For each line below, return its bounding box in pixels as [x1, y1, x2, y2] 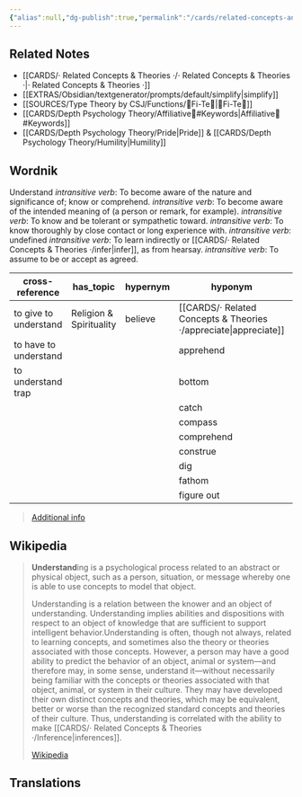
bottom [178, 376, 209, 388]
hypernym [125, 280, 171, 293]
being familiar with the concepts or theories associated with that [31, 675, 270, 686]
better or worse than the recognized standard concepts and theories [31, 704, 286, 714]
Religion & [71, 307, 114, 320]
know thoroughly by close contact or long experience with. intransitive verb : [9, 226, 292, 236]
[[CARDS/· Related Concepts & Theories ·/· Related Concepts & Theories [22, 70, 290, 81]
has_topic [72, 280, 115, 293]
